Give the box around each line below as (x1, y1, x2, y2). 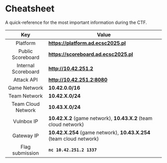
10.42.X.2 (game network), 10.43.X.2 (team (48, 115, 153, 122)
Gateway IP (12, 132, 39, 139)
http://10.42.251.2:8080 (48, 76, 108, 83)
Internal (16, 62, 35, 69)
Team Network (8, 92, 43, 99)
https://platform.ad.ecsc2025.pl (48, 39, 126, 46)
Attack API (13, 76, 38, 83)
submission (12, 150, 39, 157)
